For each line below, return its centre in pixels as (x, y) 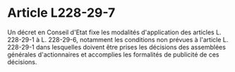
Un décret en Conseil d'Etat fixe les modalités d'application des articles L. (114, 32)
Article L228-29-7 (61, 13)
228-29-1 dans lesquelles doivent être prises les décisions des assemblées (116, 47)
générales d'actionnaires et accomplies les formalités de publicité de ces (113, 55)
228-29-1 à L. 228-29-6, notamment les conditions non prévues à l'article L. (118, 39)
